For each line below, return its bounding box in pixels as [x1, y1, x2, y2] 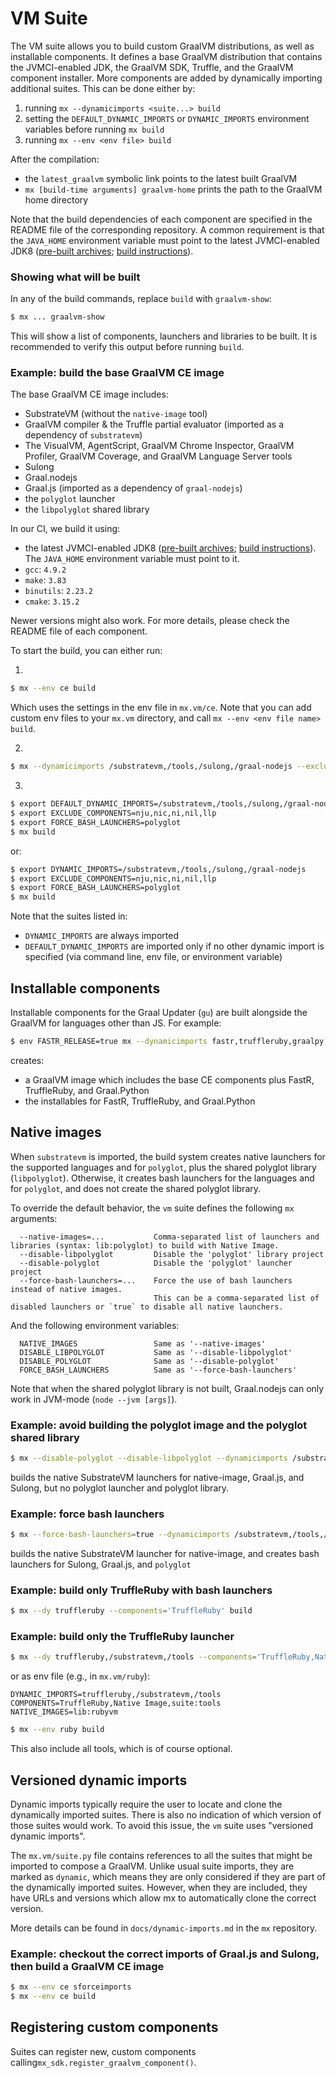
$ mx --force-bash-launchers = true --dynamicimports [10, 1530, 230, 1540]
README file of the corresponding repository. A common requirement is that [10, 223, 325, 236]
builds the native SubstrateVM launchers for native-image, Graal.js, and [10, 1471, 305, 1483]
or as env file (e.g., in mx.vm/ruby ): [10, 1670, 150, 1682]
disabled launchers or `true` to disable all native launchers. [10, 1302, 284, 1312]
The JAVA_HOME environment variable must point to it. [24, 553, 240, 565]
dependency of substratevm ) [24, 429, 143, 441]
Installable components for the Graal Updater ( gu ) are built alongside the [10, 1006, 308, 1018]
